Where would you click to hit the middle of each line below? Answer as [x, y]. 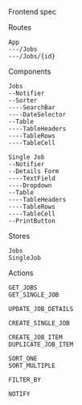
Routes [20, 27]
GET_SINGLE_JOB [34, 295]
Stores [19, 236]
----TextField [32, 178]
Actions [21, 273]
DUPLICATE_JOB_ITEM [41, 344]
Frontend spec [33, 12]
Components [30, 71]
